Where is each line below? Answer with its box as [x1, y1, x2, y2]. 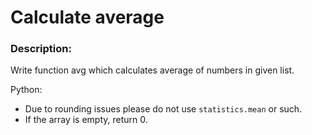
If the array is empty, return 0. [24, 114, 148, 126]
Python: [10, 84, 43, 96]
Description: [10, 42, 72, 56]
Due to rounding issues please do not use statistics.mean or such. [24, 103, 303, 115]
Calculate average [10, 6, 165, 29]
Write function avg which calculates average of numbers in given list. [10, 64, 295, 76]
